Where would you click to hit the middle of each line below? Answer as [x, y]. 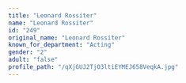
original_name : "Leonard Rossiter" [67, 38]
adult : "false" [33, 60]
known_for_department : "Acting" [61, 45]
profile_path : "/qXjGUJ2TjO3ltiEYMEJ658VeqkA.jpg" [93, 67]
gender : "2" [28, 52]
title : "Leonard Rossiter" [53, 15]
